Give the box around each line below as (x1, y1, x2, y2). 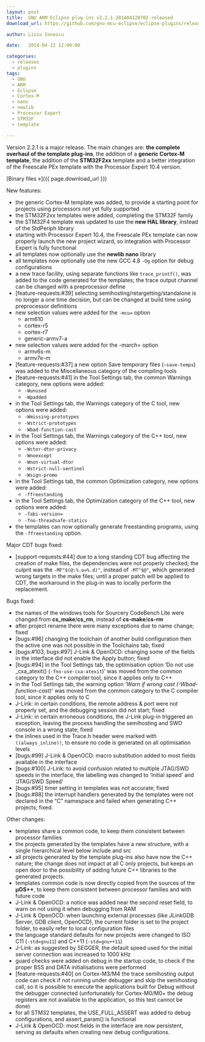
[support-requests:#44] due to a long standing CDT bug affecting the (15, 553, 190, 560)
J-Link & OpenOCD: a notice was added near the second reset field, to (15, 899, 193, 906)
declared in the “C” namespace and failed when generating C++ (15, 797, 177, 805)
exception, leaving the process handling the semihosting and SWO (15, 719, 183, 726)
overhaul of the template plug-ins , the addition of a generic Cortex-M (6, 150, 185, 157)
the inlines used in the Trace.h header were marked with (15, 732, 157, 739)
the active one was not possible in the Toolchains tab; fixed (15, 642, 165, 649)
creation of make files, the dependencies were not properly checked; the (15, 559, 199, 566)
